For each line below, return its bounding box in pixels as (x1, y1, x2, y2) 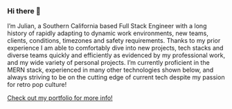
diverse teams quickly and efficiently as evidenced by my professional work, (7, 51, 226, 59)
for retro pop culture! (7, 81, 67, 89)
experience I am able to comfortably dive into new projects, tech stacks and (7, 44, 224, 52)
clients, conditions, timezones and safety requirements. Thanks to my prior (7, 37, 221, 45)
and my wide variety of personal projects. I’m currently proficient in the (7, 59, 210, 67)
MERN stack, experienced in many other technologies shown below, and (7, 66, 214, 75)
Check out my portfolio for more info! (7, 94, 113, 102)
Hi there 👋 (7, 6, 42, 16)
